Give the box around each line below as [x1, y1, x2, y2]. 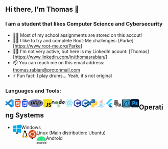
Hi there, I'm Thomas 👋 [5, 5, 79, 14]
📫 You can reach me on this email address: [12, 59, 105, 65]
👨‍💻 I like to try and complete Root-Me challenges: [12, 37, 117, 43]
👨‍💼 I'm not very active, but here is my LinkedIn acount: [12, 48, 128, 54]
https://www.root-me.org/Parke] [14, 43, 83, 49]
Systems [15, 111, 44, 119]
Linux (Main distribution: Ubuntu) [36, 130, 106, 136]
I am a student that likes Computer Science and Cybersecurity [5, 20, 163, 28]
